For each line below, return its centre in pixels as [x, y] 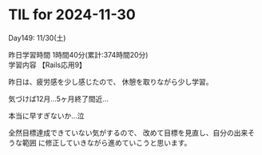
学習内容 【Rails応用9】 [47, 65]
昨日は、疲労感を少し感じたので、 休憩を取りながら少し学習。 [111, 81]
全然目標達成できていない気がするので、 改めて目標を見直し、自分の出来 [128, 133]
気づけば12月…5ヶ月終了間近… [59, 98]
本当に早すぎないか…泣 [47, 115]
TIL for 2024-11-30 [72, 15]
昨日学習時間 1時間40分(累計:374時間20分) [78, 54]
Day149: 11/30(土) [37, 38]
